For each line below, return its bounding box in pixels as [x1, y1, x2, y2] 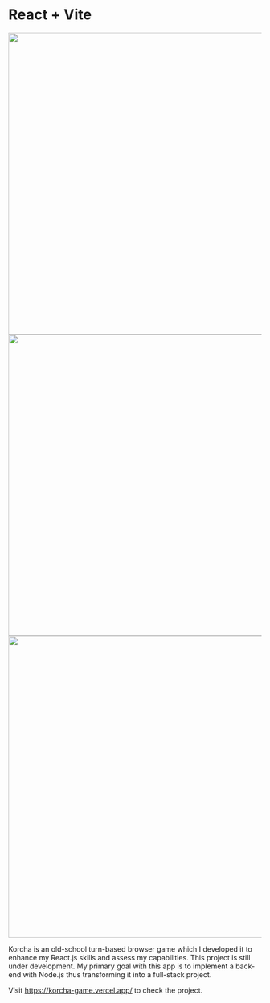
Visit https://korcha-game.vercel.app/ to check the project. [8, 985, 203, 995]
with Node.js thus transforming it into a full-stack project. [22, 969, 212, 979]
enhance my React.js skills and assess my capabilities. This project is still [8, 952, 251, 962]
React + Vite [8, 6, 92, 24]
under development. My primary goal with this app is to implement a [8, 961, 235, 971]
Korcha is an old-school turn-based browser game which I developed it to [8, 943, 253, 954]
